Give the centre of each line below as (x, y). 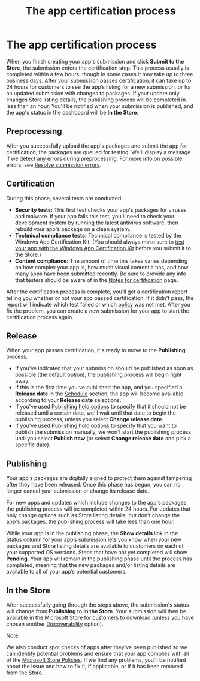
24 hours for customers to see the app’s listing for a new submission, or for (99, 87)
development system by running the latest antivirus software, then (96, 223)
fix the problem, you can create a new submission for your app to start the (98, 311)
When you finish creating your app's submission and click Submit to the (95, 61)
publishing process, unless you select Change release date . (89, 419)
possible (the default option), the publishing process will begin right (98, 375)
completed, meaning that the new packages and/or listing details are (91, 565)
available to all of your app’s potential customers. (66, 572)
